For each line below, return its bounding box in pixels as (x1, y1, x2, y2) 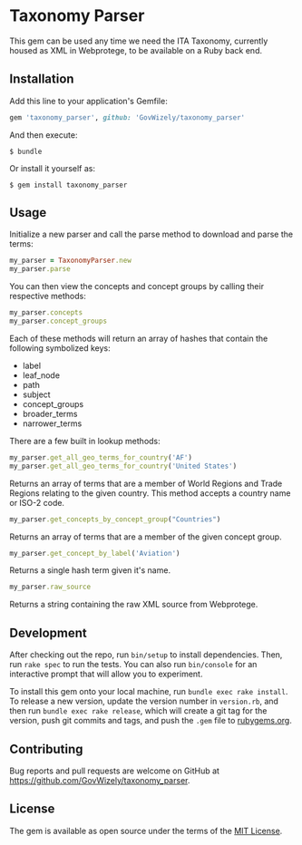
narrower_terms (22, 418, 83, 429)
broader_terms (22, 408, 78, 419)
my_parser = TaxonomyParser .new (9, 256, 132, 266)
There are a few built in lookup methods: (9, 435, 161, 446)
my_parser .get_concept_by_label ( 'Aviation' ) (9, 549, 180, 558)
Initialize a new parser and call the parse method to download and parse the (9, 228, 293, 240)
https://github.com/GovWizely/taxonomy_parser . (9, 774, 190, 785)
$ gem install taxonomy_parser (9, 180, 128, 189)
